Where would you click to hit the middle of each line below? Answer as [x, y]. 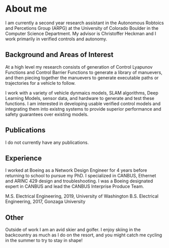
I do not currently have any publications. [47, 142]
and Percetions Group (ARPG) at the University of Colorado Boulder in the [82, 28]
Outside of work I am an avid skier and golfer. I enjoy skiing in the [73, 230]
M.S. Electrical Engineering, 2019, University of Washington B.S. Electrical [82, 196]
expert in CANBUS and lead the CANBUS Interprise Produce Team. [75, 186]
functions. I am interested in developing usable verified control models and [83, 104]
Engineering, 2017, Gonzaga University [45, 202]
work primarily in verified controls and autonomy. [56, 39]
